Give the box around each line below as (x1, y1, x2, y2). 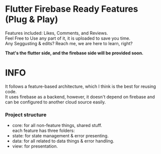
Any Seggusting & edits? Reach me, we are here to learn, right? (5, 40, 133, 46)
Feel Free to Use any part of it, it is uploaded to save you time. (5, 35, 131, 41)
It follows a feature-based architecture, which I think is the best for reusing (5, 83, 156, 89)
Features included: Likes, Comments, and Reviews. (5, 30, 108, 36)
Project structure (5, 111, 47, 118)
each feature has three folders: (12, 128, 75, 133)
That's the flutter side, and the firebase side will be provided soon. (5, 50, 144, 56)
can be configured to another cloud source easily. (5, 99, 106, 105)
